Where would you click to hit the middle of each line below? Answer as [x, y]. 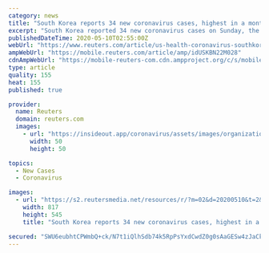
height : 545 [42, 215]
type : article [32, 68]
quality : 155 [30, 75]
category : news [34, 16]
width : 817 [41, 208]
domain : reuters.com [50, 119]
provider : [25, 105]
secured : [23, 236]
